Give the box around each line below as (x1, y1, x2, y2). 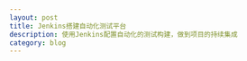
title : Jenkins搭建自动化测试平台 (9, 22, 127, 30)
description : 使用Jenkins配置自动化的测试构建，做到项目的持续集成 (9, 30, 238, 39)
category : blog (9, 38, 67, 48)
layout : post (9, 13, 59, 22)
